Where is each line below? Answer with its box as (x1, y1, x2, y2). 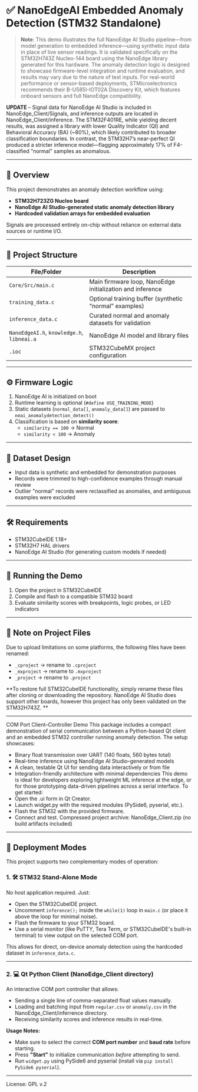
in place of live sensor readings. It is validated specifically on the (20, 48, 178, 55)
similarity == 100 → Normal (23, 424, 94, 431)
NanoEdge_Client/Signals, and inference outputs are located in (6, 110, 158, 117)
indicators (14, 605, 39, 612)
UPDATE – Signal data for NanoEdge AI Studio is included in (6, 104, 151, 111)
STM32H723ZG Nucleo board (14, 197, 89, 204)
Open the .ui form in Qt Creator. (14, 795, 91, 802)
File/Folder (31, 268, 62, 276)
